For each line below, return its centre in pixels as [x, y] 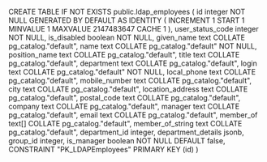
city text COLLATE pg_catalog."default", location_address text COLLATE [128, 89]
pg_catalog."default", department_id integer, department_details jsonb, [127, 132]
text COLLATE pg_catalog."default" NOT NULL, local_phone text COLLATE [132, 72]
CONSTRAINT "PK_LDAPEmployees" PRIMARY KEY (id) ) [103, 149]
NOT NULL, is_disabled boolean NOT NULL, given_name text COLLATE [127, 37]
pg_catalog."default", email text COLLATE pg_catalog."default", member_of [133, 115]
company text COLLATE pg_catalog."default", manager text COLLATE [124, 106]
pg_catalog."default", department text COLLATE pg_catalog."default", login [133, 63]
